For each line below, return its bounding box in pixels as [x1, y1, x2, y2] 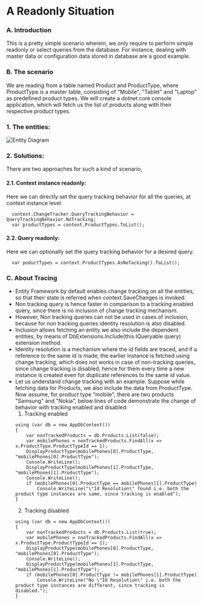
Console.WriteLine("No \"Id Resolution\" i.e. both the [37, 577, 181, 584]
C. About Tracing [6, 273, 58, 282]
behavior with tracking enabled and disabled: [15, 404, 128, 411]
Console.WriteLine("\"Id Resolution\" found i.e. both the [37, 486, 189, 492]
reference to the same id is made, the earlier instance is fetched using [15, 352, 190, 360]
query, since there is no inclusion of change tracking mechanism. [15, 307, 178, 314]
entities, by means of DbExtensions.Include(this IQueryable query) [15, 333, 181, 340]
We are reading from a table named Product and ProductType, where [6, 81, 179, 89]
